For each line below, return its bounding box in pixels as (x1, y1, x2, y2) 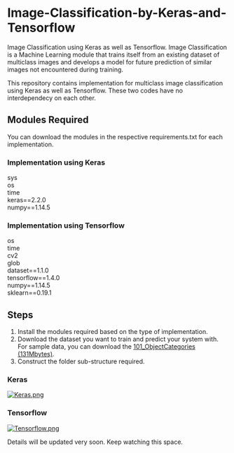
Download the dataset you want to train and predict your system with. (17, 335, 219, 344)
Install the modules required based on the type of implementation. (17, 328, 208, 336)
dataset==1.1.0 (7, 266, 49, 274)
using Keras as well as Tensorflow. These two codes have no (7, 86, 184, 95)
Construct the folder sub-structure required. (17, 357, 145, 365)
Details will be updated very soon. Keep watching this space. (7, 438, 184, 446)
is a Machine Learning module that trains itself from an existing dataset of (7, 50, 220, 59)
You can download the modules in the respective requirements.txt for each (7, 132, 223, 141)
